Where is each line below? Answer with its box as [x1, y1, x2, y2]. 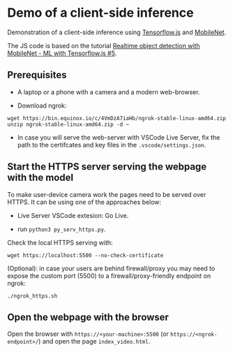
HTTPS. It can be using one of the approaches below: [7, 198, 162, 206]
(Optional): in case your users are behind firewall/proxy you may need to [7, 264, 216, 272]
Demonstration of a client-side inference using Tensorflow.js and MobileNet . [7, 28, 227, 36]
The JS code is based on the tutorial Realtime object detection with [7, 41, 200, 50]
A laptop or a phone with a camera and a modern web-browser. [17, 87, 200, 96]
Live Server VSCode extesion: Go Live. [17, 211, 129, 219]
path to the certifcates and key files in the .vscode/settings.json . [17, 140, 206, 149]
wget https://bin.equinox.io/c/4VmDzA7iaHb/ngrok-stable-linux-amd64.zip [7, 115, 227, 122]
